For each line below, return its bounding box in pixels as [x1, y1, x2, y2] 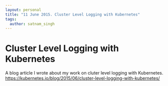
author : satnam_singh [10, 21, 55, 26]
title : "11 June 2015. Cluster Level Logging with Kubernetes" [5, 12, 140, 17]
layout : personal [5, 7, 42, 12]
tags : [5, 16, 17, 21]
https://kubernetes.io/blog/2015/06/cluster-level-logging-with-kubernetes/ [5, 75, 160, 81]
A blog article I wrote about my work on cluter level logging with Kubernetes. [5, 70, 163, 76]
